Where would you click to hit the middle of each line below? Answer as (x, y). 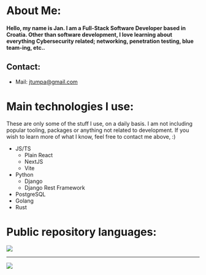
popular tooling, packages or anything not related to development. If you (98, 130)
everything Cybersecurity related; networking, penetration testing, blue (100, 41)
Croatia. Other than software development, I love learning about (90, 34)
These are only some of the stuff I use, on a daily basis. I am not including (100, 123)
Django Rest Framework (55, 187)
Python (24, 174)
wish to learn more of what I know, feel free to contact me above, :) (91, 136)
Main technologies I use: (70, 107)
